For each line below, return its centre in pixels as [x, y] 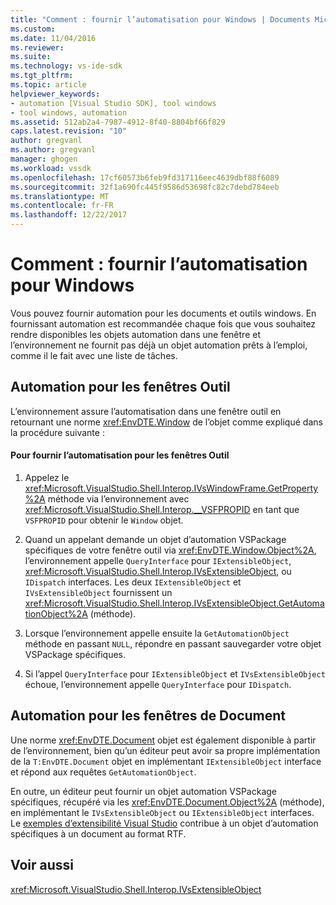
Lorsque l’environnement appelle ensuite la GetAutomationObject [157, 633]
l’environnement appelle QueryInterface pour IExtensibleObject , [158, 560]
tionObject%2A [56, 613]
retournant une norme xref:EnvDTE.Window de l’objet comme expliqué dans [166, 422]
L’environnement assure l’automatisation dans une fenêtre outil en [146, 411]
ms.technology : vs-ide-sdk [66, 66]
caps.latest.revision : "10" [69, 131]
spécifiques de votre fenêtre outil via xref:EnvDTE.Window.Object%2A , [170, 550]
